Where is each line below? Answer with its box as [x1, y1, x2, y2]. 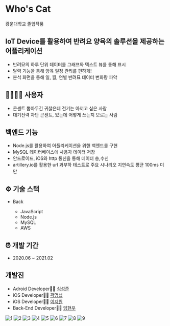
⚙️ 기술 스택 [5, 185, 40, 193]
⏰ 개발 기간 [5, 241, 39, 250]
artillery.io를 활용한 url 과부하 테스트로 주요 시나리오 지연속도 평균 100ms [12, 162, 159, 168]
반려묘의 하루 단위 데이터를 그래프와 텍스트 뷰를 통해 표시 [12, 61, 126, 67]
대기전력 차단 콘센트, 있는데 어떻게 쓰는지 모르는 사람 [12, 111, 118, 118]
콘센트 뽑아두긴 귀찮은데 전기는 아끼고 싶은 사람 [12, 105, 107, 111]
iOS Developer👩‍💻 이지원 [12, 298, 63, 304]
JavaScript [20, 209, 43, 215]
